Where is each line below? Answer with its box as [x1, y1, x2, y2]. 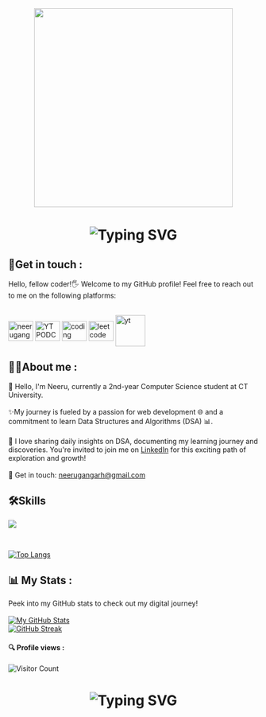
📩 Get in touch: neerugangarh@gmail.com [8, 470, 145, 480]
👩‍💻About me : [8, 360, 78, 374]
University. [8, 390, 44, 399]
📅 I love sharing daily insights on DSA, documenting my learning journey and [8, 436, 258, 446]
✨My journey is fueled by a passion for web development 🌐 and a [8, 407, 224, 416]
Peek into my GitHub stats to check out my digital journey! [8, 598, 199, 608]
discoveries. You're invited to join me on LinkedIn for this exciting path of [8, 445, 246, 454]
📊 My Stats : [8, 574, 73, 587]
